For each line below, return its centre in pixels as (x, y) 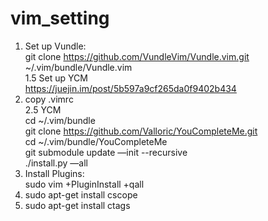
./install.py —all (56, 163)
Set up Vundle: (55, 46)
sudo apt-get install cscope (81, 194)
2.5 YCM (43, 109)
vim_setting (60, 18)
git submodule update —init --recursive (106, 152)
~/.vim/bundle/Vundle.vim (78, 67)
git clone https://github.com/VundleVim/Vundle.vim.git (137, 56)
